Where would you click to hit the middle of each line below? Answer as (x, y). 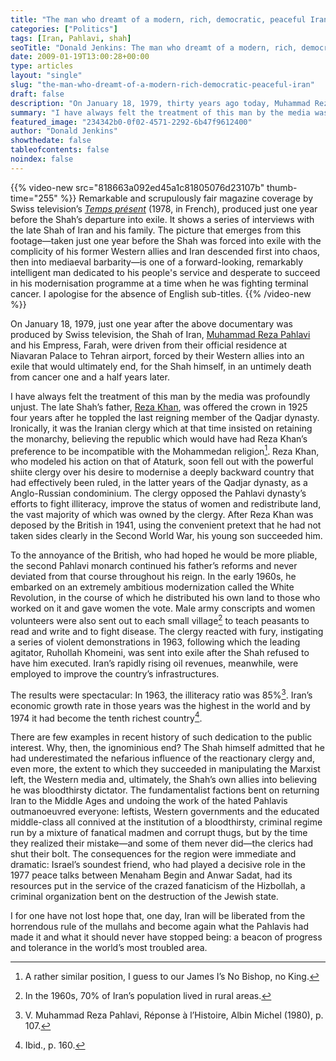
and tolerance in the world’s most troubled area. (109, 948)
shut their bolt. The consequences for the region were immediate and (153, 854)
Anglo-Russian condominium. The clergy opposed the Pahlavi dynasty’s (158, 493)
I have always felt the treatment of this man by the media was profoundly (160, 396)
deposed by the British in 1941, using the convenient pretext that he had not (166, 525)
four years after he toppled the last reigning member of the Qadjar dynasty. (165, 417)
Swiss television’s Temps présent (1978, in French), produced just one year (164, 208)
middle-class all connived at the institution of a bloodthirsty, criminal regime (166, 822)
